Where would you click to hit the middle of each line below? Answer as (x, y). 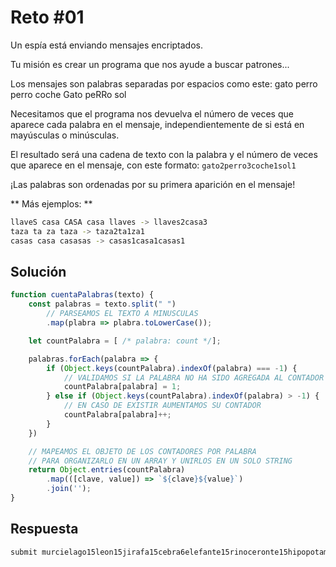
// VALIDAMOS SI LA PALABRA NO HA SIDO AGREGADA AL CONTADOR (194, 377)
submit (24, 552)
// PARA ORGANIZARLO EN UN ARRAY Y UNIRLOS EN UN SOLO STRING (160, 461)
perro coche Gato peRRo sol (68, 94)
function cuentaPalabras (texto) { (82, 295)
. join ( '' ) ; (69, 489)
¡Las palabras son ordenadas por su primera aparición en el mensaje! (153, 184)
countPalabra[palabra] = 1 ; (122, 387)
